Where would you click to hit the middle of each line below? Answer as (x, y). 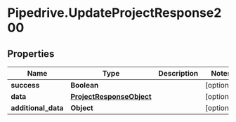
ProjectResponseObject (111, 96)
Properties (31, 54)
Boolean (84, 85)
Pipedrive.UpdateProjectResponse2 (114, 13)
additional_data (37, 108)
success (25, 85)
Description (178, 73)
